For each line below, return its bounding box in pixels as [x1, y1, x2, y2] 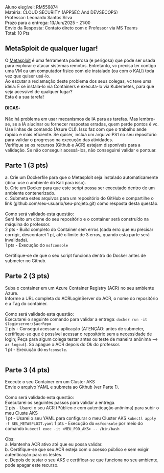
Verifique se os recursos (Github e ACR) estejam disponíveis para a [5, 142, 141, 148]
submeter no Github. [5, 257, 47, 264]
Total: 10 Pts [5, 30, 30, 36]
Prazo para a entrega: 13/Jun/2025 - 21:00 [5, 20, 91, 25]
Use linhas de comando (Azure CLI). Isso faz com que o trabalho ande [5, 126, 147, 132]
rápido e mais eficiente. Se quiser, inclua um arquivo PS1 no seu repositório [5, 132, 157, 138]
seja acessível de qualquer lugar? [5, 88, 72, 95]
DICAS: [5, 105, 21, 111]
